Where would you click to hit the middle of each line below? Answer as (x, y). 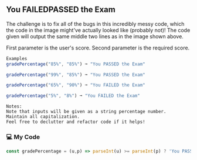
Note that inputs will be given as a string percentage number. (86, 112)
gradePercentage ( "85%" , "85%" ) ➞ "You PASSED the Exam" (76, 64)
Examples (17, 58)
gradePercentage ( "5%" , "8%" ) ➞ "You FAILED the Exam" (73, 96)
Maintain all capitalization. (43, 117)
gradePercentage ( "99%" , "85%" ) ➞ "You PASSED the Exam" (76, 75)
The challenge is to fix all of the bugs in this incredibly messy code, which (95, 24)
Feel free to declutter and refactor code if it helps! (76, 122)
